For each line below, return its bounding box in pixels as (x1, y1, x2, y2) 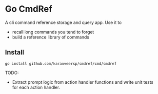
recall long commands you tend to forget (12, 29, 94, 35)
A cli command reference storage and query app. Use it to (5, 19, 122, 25)
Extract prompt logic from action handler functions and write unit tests (12, 79, 154, 85)
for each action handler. (12, 84, 60, 90)
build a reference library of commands (12, 34, 89, 40)
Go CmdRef (5, 3, 53, 15)
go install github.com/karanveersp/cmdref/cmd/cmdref (5, 61, 117, 66)
